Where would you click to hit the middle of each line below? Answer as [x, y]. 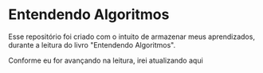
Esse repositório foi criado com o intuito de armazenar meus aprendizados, [131, 36]
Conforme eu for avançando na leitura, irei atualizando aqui [106, 60]
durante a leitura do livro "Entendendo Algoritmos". [92, 44]
